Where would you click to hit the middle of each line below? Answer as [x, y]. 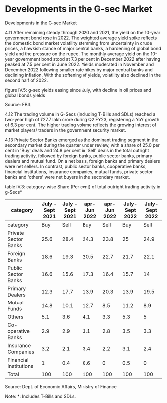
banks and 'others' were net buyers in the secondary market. [68, 177]
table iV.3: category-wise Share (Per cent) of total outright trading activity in [83, 186]
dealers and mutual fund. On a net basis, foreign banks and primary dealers [83, 161]
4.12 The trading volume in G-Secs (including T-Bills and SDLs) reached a [80, 114]
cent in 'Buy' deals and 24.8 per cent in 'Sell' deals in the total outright [77, 150]
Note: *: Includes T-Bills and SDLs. [41, 396]
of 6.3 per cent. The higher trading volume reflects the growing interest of [81, 125]
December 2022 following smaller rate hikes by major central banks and [79, 69]
